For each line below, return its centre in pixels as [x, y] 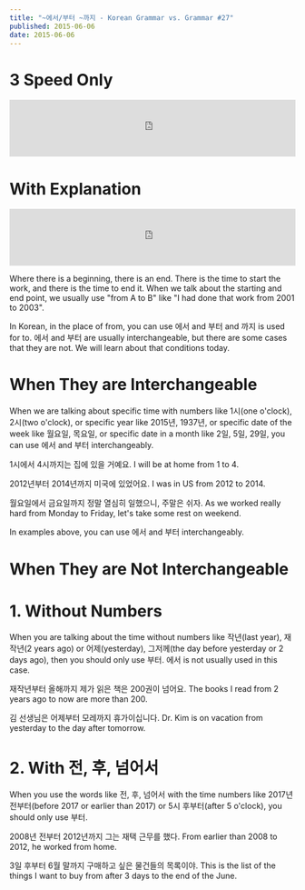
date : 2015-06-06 [42, 35]
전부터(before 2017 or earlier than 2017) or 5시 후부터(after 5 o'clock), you [146, 806]
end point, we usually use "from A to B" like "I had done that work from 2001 [152, 298]
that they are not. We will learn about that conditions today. [119, 348]
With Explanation [75, 189]
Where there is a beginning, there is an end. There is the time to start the [145, 279]
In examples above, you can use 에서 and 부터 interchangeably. [127, 532]
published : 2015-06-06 [52, 26]
